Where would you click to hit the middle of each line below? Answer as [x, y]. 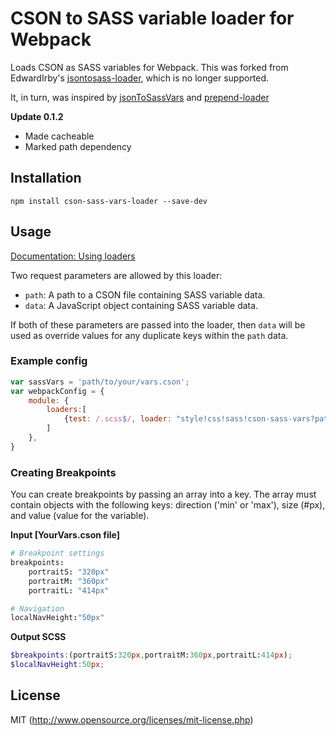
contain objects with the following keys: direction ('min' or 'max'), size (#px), [168, 505]
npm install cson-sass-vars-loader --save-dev [109, 201]
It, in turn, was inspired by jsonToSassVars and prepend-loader [140, 97]
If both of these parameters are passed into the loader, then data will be [158, 324]
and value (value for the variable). [80, 516]
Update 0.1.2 [37, 116]
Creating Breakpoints [63, 472]
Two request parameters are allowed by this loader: [116, 275]
